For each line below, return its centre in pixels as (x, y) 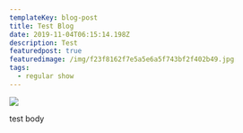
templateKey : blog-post (54, 18)
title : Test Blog (42, 26)
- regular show (46, 76)
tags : (19, 68)
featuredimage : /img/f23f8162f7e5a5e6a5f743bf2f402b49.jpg (122, 59)
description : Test (43, 43)
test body (27, 119)
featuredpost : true (46, 51)
